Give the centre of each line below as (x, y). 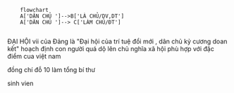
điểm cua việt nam (34, 56)
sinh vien (20, 83)
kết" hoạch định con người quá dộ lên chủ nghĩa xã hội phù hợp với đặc (111, 49)
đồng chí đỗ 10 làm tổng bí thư (51, 70)
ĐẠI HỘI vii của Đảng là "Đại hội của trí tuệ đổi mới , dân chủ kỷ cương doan (117, 41)
